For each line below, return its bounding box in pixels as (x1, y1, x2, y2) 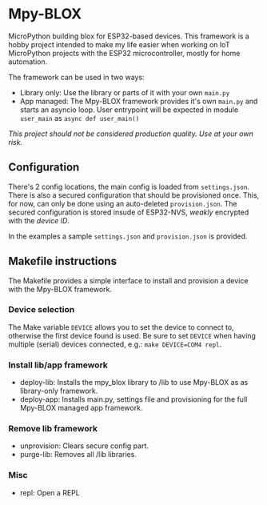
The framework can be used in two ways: (8, 72, 145, 82)
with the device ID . (8, 215, 70, 225)
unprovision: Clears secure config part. (19, 441, 149, 451)
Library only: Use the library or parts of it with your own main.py (19, 87, 230, 97)
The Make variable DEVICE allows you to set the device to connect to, (8, 322, 234, 332)
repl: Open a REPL (19, 487, 80, 497)
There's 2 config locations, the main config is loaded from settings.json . (8, 182, 250, 191)
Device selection (8, 304, 75, 315)
